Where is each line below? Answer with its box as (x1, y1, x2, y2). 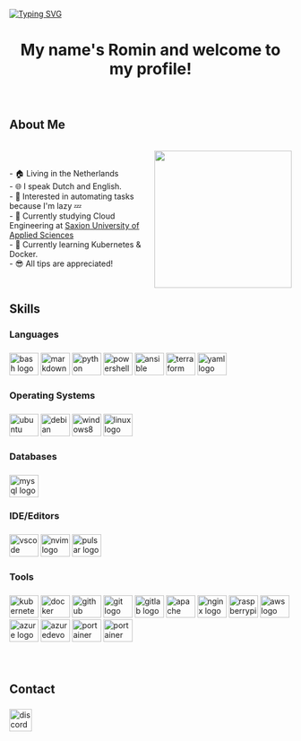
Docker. (9, 248, 39, 259)
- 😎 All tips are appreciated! (9, 258, 114, 269)
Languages (9, 328, 60, 340)
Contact (9, 681, 56, 696)
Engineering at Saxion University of (9, 220, 140, 230)
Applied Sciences (9, 229, 74, 240)
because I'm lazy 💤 (9, 200, 82, 211)
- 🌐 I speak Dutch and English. (9, 180, 123, 192)
